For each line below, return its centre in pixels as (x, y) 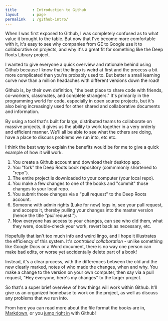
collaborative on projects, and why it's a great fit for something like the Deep (84, 49)
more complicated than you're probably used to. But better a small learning (83, 75)
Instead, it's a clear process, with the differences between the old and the (81, 262)
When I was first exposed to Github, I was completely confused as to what (82, 34)
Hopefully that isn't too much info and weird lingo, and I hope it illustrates (81, 236)
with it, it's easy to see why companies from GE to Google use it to (74, 44)
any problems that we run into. (37, 298)
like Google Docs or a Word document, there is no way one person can (78, 247)
